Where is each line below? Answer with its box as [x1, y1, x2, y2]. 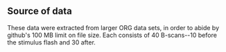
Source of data [7, 5, 73, 17]
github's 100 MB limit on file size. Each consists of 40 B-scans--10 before [7, 31, 217, 39]
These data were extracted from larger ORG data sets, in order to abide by [7, 23, 220, 31]
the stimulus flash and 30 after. [7, 38, 96, 47]
